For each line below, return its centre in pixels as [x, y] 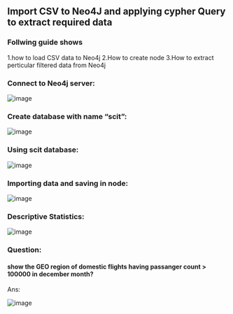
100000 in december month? [50, 274]
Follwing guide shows [45, 43]
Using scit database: [43, 150]
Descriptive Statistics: [46, 216]
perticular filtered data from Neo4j [57, 65]
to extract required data [60, 23]
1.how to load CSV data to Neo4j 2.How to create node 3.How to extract [111, 57]
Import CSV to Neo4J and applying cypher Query [116, 12]
